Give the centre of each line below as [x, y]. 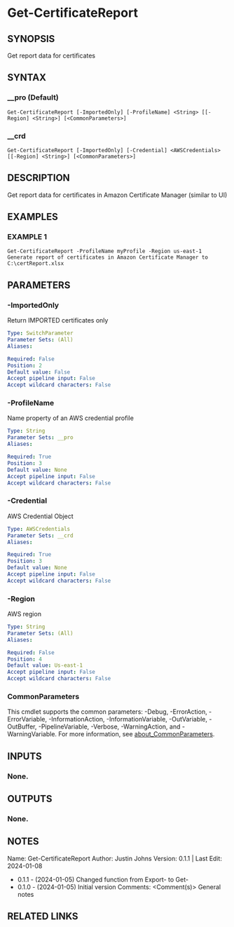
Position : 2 [25, 365]
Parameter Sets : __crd [40, 535]
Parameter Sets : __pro [40, 438]
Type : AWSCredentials [39, 529]
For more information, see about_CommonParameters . [137, 734]
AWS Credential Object [40, 516]
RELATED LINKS [43, 916]
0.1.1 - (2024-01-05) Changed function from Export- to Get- [103, 879]
